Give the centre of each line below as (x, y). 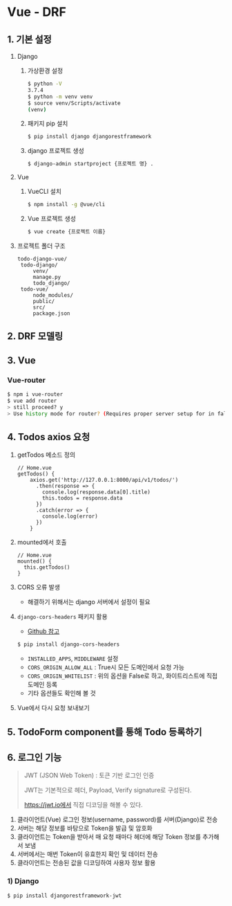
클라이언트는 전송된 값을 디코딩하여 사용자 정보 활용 (86, 863)
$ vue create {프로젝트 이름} (66, 232)
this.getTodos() (47, 568)
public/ (44, 301)
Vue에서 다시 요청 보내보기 (53, 708)
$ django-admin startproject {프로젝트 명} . (90, 164)
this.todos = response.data (83, 498)
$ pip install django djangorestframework (89, 137)
